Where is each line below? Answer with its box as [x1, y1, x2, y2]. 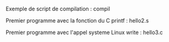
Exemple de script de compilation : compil [5, 5, 110, 12]
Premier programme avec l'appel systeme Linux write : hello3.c [5, 29, 163, 36]
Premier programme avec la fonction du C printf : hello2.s [5, 17, 149, 24]
